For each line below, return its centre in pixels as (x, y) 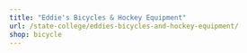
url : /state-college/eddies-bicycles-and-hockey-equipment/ (124, 26)
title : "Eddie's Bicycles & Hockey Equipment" (98, 18)
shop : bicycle (36, 34)
